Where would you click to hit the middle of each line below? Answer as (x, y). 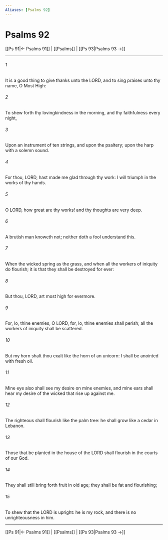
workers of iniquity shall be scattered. (44, 329)
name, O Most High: (26, 85)
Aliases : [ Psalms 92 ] (28, 10)
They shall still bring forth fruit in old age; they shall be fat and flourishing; (81, 485)
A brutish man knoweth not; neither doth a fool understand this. (70, 237)
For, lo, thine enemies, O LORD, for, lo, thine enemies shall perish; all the (79, 323)
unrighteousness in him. (30, 517)
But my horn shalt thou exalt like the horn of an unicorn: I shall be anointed (82, 356)
